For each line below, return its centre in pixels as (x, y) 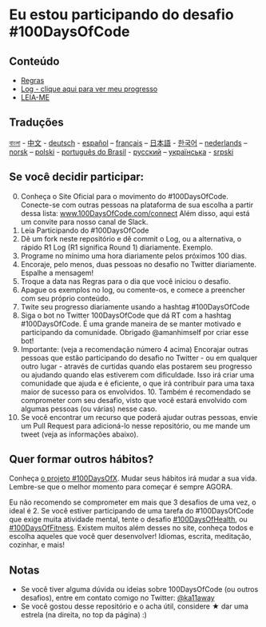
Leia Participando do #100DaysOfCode (85, 230)
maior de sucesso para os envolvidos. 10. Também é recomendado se (135, 391)
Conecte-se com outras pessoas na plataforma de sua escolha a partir (137, 205)
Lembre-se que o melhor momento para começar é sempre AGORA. (121, 487)
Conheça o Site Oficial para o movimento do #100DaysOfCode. (124, 196)
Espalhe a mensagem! (57, 273)
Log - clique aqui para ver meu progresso (89, 89)
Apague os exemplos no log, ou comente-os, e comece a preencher (133, 290)
